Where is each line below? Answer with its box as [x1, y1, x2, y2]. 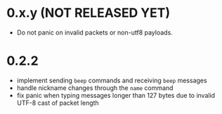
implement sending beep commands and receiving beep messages [16, 76, 208, 84]
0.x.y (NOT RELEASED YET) [6, 5, 171, 21]
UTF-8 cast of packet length [16, 99, 99, 107]
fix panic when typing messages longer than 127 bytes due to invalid [16, 91, 216, 99]
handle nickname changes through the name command [16, 83, 174, 92]
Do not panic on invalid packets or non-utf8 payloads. [16, 28, 173, 37]
